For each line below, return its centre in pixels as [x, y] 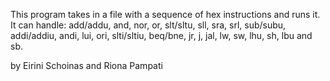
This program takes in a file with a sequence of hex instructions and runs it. [165, 14]
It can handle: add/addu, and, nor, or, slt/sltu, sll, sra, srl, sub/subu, [148, 25]
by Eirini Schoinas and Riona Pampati [86, 65]
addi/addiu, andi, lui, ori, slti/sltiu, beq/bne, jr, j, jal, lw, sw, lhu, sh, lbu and [161, 35]
